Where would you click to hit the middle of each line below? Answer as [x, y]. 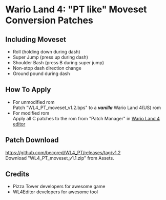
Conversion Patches [49, 20]
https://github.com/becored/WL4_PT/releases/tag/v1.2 [63, 152]
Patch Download [32, 140]
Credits [17, 174]
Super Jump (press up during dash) [50, 57]
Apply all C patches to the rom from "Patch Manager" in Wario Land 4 [86, 118]
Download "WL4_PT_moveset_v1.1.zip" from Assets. [60, 158]
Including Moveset [36, 39]
